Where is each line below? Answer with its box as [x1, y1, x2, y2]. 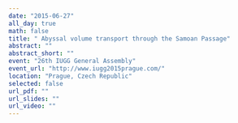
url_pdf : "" [8, 87, 49, 95]
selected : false [8, 79, 63, 87]
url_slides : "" [8, 95, 60, 103]
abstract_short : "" [8, 49, 75, 57]
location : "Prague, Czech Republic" [8, 72, 132, 80]
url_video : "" [8, 102, 57, 110]
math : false [8, 27, 49, 35]
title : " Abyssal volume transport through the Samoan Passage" [8, 34, 231, 43]
